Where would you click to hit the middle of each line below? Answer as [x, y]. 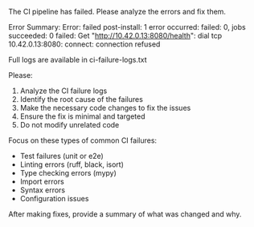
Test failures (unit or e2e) [62, 156]
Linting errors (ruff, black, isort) [72, 164]
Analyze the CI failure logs [63, 91]
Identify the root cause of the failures [81, 99]
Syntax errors [43, 190]
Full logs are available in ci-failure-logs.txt [78, 60]
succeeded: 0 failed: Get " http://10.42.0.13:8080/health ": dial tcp [115, 36]
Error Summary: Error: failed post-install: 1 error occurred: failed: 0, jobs [127, 27]
